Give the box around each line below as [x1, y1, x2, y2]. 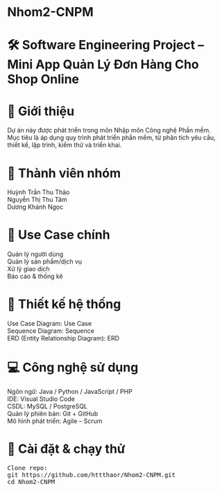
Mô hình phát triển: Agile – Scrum [7, 417, 103, 425]
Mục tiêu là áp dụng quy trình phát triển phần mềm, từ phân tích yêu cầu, [7, 133, 216, 142]
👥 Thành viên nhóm [7, 165, 121, 181]
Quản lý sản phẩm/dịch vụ [7, 257, 83, 266]
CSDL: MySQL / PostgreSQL [7, 402, 88, 411]
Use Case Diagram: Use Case [7, 320, 92, 328]
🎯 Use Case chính [7, 227, 110, 243]
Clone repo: [7, 464, 48, 472]
